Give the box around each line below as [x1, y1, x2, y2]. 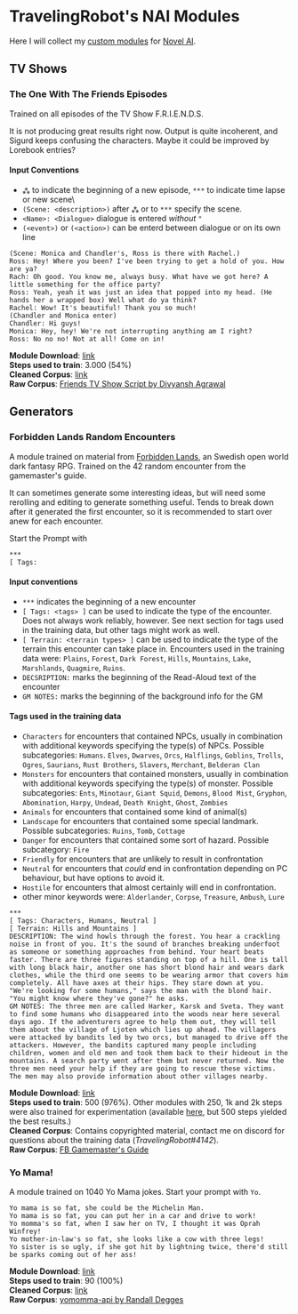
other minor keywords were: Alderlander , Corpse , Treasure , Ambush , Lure [21, 891, 285, 901]
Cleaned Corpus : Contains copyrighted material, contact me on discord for [9, 1125, 285, 1135]
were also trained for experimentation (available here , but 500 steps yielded [9, 1106, 287, 1117]
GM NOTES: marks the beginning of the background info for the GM [21, 691, 263, 701]
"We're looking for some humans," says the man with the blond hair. [9, 986, 273, 995]
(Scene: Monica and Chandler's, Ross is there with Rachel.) [9, 249, 241, 258]
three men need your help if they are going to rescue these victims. [9, 1064, 277, 1073]
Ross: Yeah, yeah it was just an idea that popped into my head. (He [9, 287, 273, 297]
